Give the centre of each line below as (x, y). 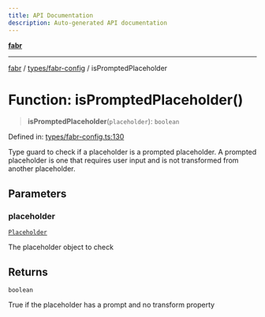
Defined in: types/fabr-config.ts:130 (66, 137)
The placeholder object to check (61, 247)
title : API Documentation (50, 15)
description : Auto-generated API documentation (88, 23)
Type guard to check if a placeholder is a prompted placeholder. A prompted (132, 152)
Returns (28, 272)
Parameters (37, 194)
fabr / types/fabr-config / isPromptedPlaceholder (88, 68)
